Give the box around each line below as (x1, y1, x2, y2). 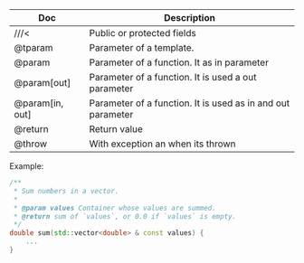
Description (164, 12, 215, 23)
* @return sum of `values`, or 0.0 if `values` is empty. (13, 211, 237, 221)
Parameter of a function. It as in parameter (89, 56, 270, 69)
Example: (9, 161, 44, 171)
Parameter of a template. (89, 42, 195, 53)
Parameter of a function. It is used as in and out (89, 97, 290, 109)
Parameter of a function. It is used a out (89, 71, 257, 83)
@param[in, (14, 97, 64, 109)
